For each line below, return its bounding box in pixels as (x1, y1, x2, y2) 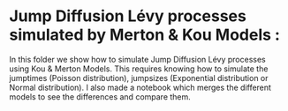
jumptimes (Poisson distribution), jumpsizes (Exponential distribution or (9, 72, 269, 83)
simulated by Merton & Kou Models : (9, 25, 281, 45)
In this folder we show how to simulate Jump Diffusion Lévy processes (9, 54, 267, 64)
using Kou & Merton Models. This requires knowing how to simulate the (9, 63, 269, 74)
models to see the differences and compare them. (9, 91, 192, 102)
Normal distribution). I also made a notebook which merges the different (9, 82, 272, 92)
